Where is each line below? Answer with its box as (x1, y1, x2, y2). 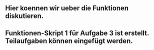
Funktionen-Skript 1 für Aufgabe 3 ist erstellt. (5, 28, 149, 37)
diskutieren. (5, 12, 44, 20)
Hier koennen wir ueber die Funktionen (5, 4, 129, 12)
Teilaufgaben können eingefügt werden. (5, 36, 133, 45)
